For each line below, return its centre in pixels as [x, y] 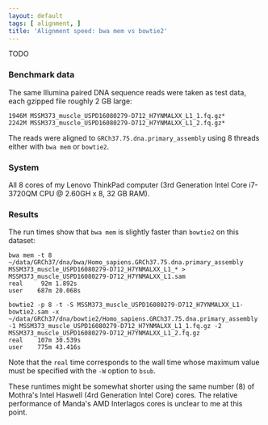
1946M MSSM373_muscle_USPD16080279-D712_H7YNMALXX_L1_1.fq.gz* [117, 116]
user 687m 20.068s [45, 291]
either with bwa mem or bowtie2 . [59, 146]
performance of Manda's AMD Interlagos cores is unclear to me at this [126, 404]
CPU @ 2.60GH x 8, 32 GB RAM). [94, 193]
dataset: [22, 241]
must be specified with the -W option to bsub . [82, 371]
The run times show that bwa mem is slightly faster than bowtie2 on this [124, 232]
